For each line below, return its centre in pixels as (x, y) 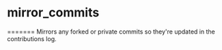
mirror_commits (53, 13)
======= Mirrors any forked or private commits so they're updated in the (111, 32)
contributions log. (32, 38)
